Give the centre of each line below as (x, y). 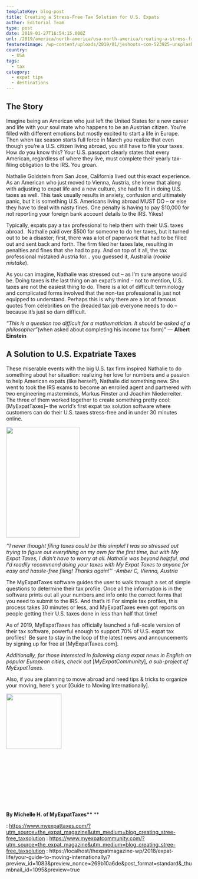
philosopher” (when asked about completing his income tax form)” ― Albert (98, 329)
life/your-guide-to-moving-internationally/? (58, 857)
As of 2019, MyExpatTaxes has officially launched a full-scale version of (93, 625)
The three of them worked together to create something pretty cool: (88, 400)
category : (18, 72)
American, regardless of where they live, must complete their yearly (88, 158)
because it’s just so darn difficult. (46, 312)
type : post (19, 28)
